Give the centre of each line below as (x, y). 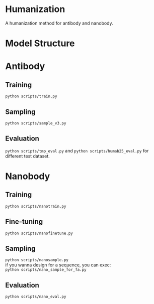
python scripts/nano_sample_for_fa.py (46, 270)
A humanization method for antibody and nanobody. (59, 23)
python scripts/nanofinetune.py (39, 233)
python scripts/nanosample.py (37, 260)
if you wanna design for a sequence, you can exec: (58, 265)
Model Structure (40, 43)
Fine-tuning (24, 222)
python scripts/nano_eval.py (36, 297)
